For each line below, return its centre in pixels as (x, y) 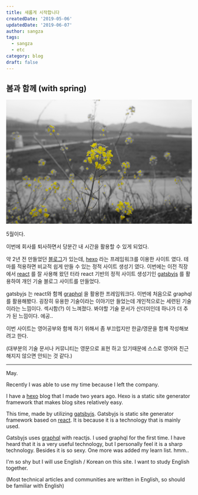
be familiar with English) (35, 486)
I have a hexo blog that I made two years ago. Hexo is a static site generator (98, 396)
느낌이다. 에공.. (36, 315)
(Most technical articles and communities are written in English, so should (96, 479)
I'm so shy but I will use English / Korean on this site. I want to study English (98, 461)
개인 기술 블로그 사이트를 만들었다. (61, 281)
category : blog (25, 56)
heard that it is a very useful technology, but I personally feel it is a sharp (94, 444)
